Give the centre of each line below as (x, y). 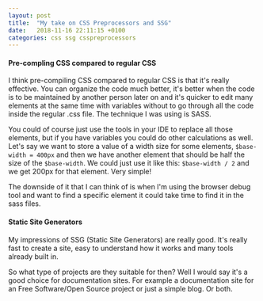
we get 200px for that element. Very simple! (80, 172)
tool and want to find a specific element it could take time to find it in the (126, 196)
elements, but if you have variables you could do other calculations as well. (131, 138)
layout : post (30, 15)
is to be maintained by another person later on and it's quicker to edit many (131, 97)
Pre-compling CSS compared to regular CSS (82, 63)
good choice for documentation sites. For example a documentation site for (131, 280)
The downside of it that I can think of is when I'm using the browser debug (130, 187)
